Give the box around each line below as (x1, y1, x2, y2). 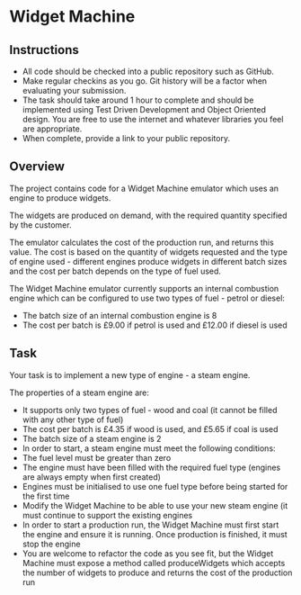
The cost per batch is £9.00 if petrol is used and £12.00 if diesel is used (22, 320, 288, 330)
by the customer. (9, 219, 72, 230)
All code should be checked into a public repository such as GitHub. (22, 66, 274, 77)
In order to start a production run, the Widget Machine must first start (22, 519, 279, 530)
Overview (9, 159, 66, 175)
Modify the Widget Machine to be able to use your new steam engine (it (22, 500, 288, 510)
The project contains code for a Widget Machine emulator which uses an (9, 183, 279, 194)
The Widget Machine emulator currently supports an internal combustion (9, 283, 279, 293)
